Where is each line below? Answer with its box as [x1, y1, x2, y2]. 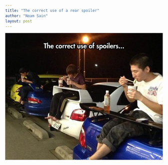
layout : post [5, 18, 32, 23]
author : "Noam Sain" [5, 13, 48, 18]
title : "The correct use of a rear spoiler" [5, 8, 99, 13]
